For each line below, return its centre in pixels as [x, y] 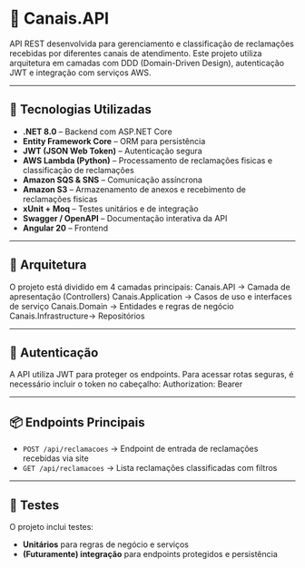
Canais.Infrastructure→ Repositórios [77, 316]
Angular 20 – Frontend [65, 228]
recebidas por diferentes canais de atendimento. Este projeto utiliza [136, 53]
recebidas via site [55, 458]
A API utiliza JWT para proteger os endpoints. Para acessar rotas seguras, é [152, 375]
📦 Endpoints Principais [77, 422]
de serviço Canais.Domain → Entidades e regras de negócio [122, 306]
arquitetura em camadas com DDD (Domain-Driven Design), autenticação [147, 63]
